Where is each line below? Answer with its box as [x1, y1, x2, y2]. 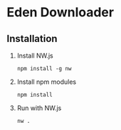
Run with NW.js [16, 104, 62, 112]
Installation [6, 33, 58, 45]
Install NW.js [16, 51, 54, 60]
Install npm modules [16, 77, 76, 86]
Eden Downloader [6, 4, 115, 21]
